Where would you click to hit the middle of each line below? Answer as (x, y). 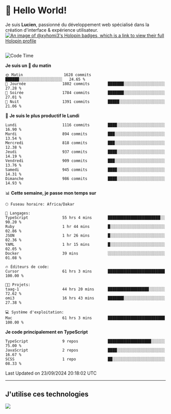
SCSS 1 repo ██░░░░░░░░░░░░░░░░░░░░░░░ (85, 359)
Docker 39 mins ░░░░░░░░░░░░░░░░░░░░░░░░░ (85, 254)
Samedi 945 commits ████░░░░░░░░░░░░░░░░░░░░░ (85, 170)
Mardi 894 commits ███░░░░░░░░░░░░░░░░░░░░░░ (85, 134)
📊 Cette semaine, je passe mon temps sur (51, 193)
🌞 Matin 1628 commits (48, 75)
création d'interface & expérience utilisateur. (52, 30)
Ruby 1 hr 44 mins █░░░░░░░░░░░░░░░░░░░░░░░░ (85, 227)
